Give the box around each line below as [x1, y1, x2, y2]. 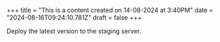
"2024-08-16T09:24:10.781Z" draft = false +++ [6, 13, 142, 22]
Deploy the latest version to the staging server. [6, 27, 142, 35]
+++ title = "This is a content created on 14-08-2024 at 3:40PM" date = [6, 6, 214, 14]
